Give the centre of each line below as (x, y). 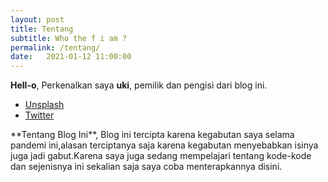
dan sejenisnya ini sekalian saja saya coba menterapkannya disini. (146, 167)
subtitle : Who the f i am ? (69, 38)
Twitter (39, 115)
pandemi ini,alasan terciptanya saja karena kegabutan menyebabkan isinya (164, 145)
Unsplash (44, 105)
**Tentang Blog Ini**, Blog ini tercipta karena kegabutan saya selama (152, 135)
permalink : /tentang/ (55, 47)
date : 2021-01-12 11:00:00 (71, 57)
